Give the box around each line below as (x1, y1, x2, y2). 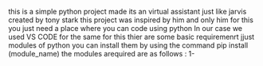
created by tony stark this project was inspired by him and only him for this (8, 15, 253, 25)
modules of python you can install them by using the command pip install (8, 41, 249, 50)
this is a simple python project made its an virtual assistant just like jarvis (8, 7, 247, 16)
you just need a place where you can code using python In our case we (8, 24, 243, 33)
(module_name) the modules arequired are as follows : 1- (8, 49, 195, 58)
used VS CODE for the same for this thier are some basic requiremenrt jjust (8, 32, 255, 41)
